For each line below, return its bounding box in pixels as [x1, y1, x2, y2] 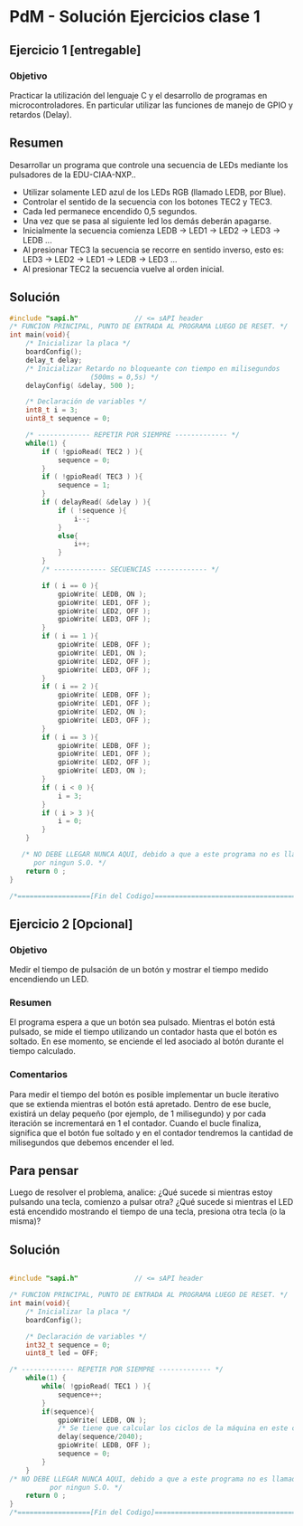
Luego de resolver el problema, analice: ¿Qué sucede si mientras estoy [9, 1187, 273, 1198]
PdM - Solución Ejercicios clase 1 [9, 6, 261, 27]
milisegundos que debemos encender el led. [9, 1137, 175, 1148]
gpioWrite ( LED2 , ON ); [57, 707, 147, 716]
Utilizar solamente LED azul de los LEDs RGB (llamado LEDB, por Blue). [22, 186, 287, 197]
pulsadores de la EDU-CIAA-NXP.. [9, 169, 137, 180]
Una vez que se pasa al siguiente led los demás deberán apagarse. [22, 215, 272, 226]
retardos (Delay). [9, 109, 72, 119]
